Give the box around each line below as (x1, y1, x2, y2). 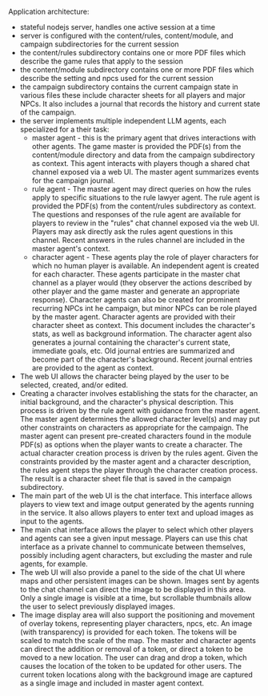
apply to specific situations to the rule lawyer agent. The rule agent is (31, 192, 260, 202)
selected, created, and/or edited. (19, 380, 129, 390)
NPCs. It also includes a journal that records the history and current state (19, 99, 261, 108)
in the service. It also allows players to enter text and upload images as (19, 508, 254, 517)
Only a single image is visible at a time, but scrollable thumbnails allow (19, 593, 252, 602)
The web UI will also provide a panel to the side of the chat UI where (19, 568, 246, 577)
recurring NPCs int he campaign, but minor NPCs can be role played (31, 304, 258, 313)
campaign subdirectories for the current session (19, 39, 179, 49)
